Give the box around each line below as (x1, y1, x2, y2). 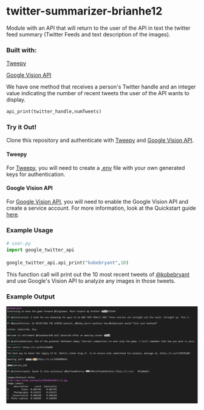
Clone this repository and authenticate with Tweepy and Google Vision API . (6, 136, 194, 144)
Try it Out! (6, 123, 37, 132)
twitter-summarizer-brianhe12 (6, 4, 163, 18)
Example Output (6, 292, 55, 301)
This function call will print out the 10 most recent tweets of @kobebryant (6, 271, 190, 278)
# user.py (6, 241, 32, 247)
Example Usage (6, 226, 53, 234)
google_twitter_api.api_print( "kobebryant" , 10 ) (6, 260, 129, 266)
